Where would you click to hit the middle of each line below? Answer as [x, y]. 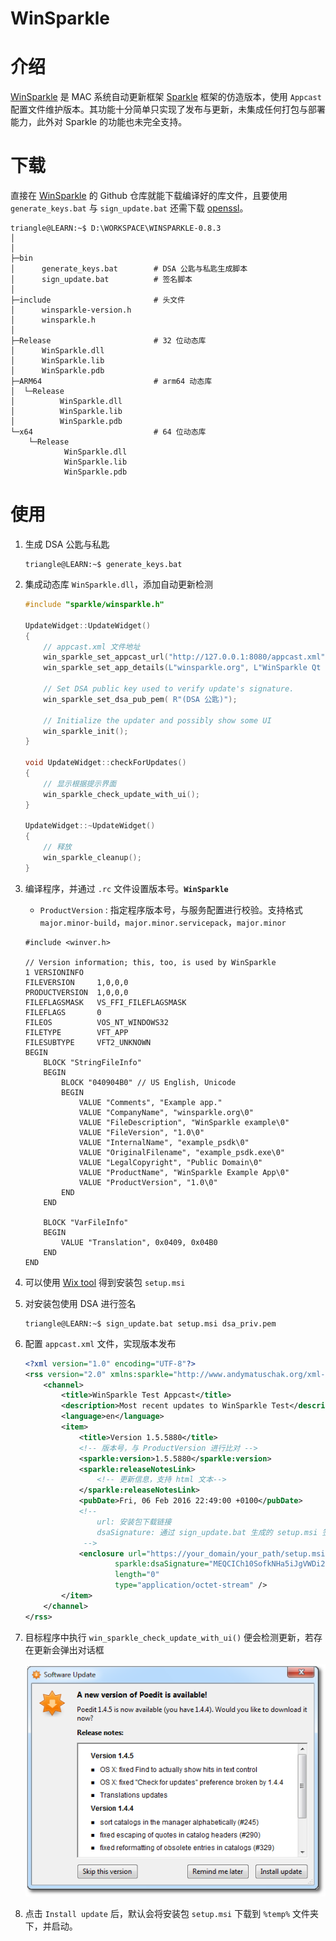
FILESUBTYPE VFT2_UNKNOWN [88, 1042]
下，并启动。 [51, 1926]
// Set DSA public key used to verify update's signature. [169, 689]
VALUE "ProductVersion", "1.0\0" [148, 1182]
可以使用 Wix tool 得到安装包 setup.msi [105, 1282]
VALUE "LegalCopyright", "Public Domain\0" [170, 1162]
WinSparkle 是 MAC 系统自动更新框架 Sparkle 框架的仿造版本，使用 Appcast [166, 97]
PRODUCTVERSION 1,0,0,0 [76, 992]
